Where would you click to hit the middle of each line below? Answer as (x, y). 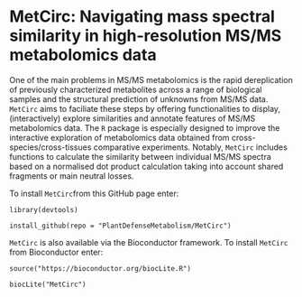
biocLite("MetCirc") (48, 284)
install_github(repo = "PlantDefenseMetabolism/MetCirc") (120, 226)
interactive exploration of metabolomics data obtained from (119, 137)
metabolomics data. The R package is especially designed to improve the (145, 127)
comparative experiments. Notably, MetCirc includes (191, 147)
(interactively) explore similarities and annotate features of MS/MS (133, 118)
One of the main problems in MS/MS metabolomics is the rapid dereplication (151, 79)
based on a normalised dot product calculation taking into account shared (146, 166)
